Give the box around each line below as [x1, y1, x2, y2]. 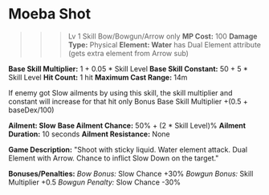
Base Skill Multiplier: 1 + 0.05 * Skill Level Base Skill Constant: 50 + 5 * [8, 63, 249, 73]
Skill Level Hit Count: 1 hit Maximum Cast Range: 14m [8, 72, 188, 82]
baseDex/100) [8, 105, 55, 115]
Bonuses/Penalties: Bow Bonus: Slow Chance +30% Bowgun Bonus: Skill [8, 169, 254, 178]
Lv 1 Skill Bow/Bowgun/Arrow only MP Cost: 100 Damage [67, 31, 258, 41]
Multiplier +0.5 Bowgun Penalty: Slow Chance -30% [8, 177, 181, 187]
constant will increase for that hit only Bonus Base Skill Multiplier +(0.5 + [8, 96, 249, 106]
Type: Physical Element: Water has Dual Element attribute [67, 39, 261, 49]
